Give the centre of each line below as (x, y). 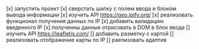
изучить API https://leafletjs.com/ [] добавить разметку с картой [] (90, 34)
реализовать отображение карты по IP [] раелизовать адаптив (86, 40)
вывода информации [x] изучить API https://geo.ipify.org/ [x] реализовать (99, 15)
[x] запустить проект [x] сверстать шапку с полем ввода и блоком (91, 9)
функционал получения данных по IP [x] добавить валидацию (85, 21)
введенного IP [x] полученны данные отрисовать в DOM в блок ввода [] (98, 27)
